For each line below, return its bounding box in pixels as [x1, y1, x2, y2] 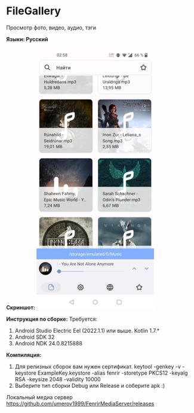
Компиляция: [6, 351, 42, 359]
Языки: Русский [6, 35, 48, 42]
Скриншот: [6, 303, 36, 311]
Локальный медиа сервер [6, 393, 73, 400]
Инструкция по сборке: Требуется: [6, 315, 97, 323]
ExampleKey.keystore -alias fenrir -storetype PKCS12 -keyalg [38, 369, 188, 376]
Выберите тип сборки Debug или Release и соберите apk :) [14, 382, 165, 389]
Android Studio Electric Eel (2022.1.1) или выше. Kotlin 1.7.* [14, 327, 160, 334]
